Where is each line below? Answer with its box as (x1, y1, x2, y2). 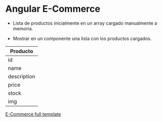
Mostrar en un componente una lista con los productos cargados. (12, 35, 152, 42)
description (8, 73, 35, 80)
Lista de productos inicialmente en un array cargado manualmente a (12, 20, 157, 26)
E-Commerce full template (5, 111, 61, 117)
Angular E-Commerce (5, 3, 100, 15)
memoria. (12, 25, 33, 31)
